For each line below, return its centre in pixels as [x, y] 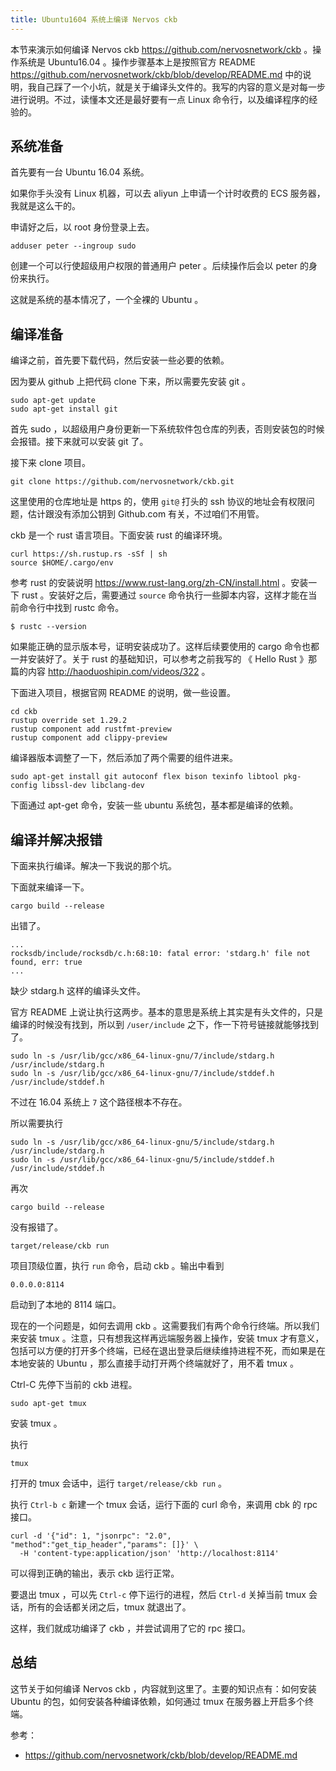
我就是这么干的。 [45, 206]
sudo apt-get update [53, 401]
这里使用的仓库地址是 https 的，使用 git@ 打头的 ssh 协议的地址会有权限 [158, 502]
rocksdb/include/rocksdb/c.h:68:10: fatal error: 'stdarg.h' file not [160, 954]
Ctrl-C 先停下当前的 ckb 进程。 [74, 1385]
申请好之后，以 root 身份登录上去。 [82, 227]
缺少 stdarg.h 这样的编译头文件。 [78, 991]
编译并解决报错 [56, 839]
